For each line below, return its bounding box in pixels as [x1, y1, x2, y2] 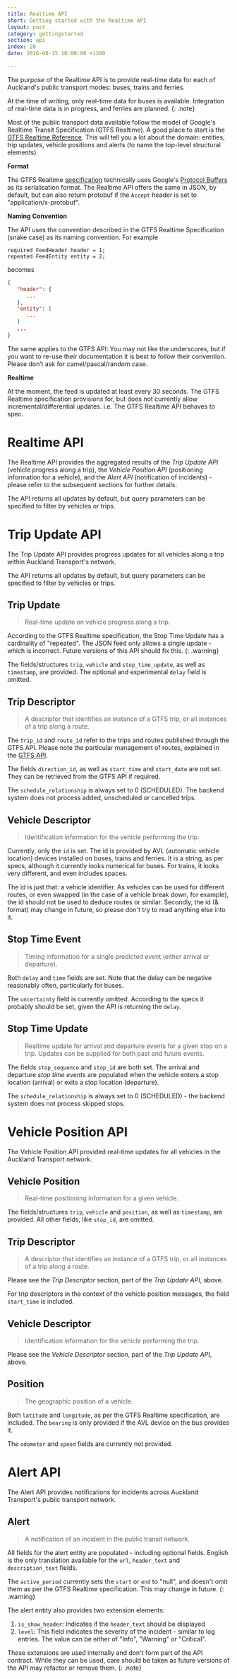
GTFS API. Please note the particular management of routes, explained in [7, 744, 220, 752]
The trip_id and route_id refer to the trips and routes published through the [7, 736, 229, 744]
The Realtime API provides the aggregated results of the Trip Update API [7, 457, 219, 466]
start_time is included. [7, 1297, 74, 1306]
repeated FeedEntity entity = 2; [7, 253, 106, 260]
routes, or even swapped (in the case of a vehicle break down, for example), [7, 890, 229, 899]
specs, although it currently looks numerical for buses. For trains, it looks [7, 862, 219, 870]
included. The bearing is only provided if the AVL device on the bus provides [7, 1418, 230, 1427]
